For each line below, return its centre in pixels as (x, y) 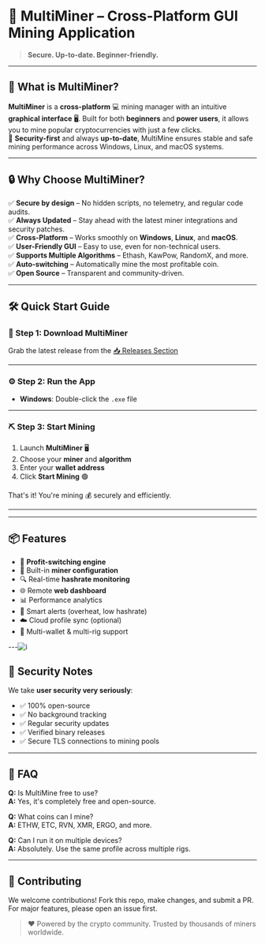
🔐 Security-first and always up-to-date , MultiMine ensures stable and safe (131, 138)
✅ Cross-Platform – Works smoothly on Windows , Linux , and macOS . (123, 237)
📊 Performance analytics (61, 600)
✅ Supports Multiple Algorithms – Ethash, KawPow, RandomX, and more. (128, 255)
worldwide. (46, 932)
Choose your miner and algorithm (75, 459)
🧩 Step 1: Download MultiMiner (68, 333)
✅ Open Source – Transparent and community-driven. (96, 273)
